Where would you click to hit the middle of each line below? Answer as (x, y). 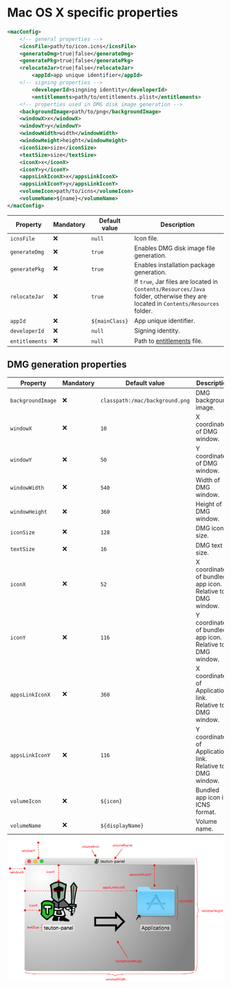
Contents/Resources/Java (169, 290)
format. (206, 811)
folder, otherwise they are (170, 296)
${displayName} (122, 826)
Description (177, 224)
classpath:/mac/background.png (145, 401)
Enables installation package (174, 265)
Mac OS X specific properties (93, 13)
